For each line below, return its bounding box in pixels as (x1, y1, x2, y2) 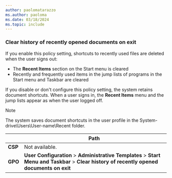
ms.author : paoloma (5, 12, 47, 17)
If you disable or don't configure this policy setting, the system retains (5, 86, 153, 93)
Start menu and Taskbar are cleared (12, 76, 89, 82)
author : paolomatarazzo (5, 7, 56, 13)
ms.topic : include (5, 21, 45, 27)
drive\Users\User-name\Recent (5, 122, 71, 128)
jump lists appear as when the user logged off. (5, 97, 103, 103)
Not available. (24, 143, 57, 150)
